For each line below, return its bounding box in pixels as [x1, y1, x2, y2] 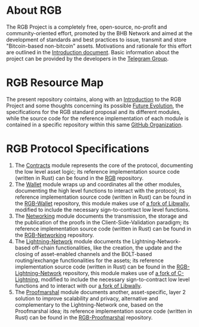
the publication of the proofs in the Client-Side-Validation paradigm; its [14, 218, 189, 226]
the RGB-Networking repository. [14, 231, 94, 239]
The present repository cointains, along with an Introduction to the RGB [6, 95, 182, 103]
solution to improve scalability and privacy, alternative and [14, 295, 158, 302]
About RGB [6, 4, 62, 17]
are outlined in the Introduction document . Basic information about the [6, 48, 179, 55]
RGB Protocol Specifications [6, 142, 149, 156]
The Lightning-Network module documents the [14, 237, 131, 245]
